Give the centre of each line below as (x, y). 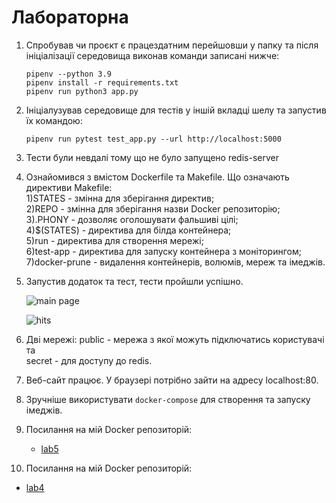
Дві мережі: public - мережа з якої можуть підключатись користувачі (175, 339)
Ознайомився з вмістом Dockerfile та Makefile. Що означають (157, 177)
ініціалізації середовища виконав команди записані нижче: (152, 55)
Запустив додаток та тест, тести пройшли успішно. (134, 281)
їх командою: (54, 120)
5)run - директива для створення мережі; (114, 240)
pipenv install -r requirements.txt (102, 82)
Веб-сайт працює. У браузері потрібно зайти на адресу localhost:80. (172, 380)
